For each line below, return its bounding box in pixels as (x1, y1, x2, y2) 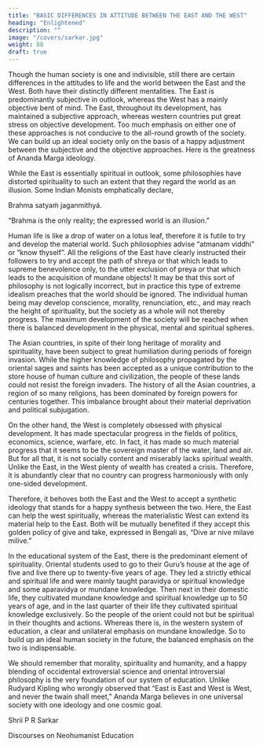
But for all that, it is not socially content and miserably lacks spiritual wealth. (8, 454, 254, 463)
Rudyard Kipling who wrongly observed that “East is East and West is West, (8, 684, 252, 692)
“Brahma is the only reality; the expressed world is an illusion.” (8, 216, 210, 225)
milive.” (8, 536, 32, 545)
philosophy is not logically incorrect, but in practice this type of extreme (8, 281, 241, 290)
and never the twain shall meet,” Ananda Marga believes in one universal (8, 692, 243, 701)
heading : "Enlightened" (8, 19, 86, 27)
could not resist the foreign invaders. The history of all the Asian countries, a (8, 380, 256, 390)
